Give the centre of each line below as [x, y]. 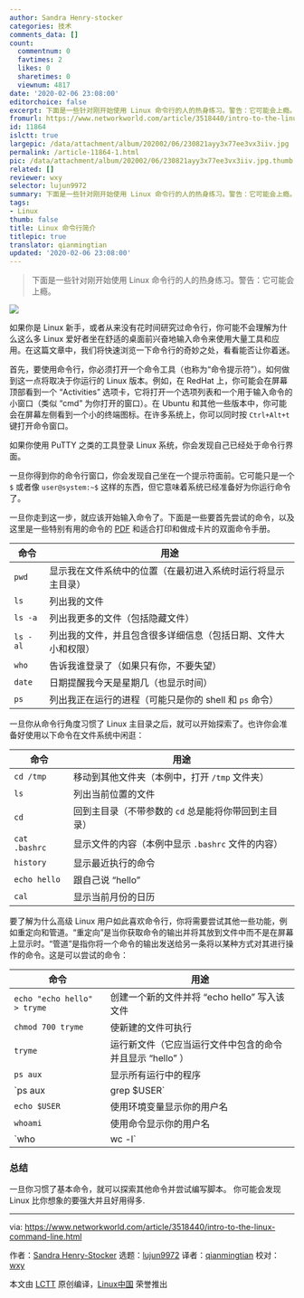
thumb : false [34, 219]
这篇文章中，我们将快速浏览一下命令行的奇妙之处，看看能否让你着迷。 [164, 350]
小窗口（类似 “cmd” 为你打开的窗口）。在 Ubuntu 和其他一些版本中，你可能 [148, 403]
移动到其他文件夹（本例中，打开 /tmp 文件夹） [171, 777]
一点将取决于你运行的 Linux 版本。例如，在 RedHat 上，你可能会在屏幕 [156, 381]
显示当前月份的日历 [114, 897]
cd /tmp [30, 777]
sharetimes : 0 [44, 77]
